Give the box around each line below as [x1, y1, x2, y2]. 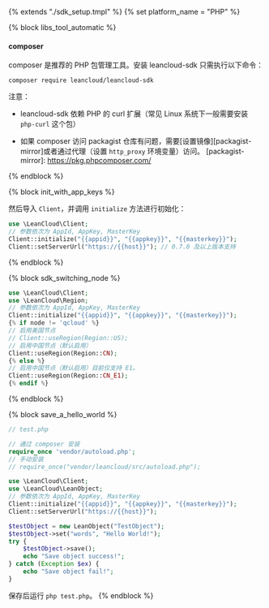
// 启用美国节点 [8, 326, 56, 335]
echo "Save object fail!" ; [23, 567, 114, 576]
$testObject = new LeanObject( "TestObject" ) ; [8, 522, 164, 530]
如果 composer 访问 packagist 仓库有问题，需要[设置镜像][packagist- [19, 136, 252, 146]
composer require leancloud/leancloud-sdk [8, 76, 154, 84]
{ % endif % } [8, 379, 49, 388]
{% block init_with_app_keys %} [8, 187, 115, 197]
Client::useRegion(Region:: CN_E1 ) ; [8, 372, 129, 380]
